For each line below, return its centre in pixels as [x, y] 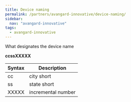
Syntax [16, 68]
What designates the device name [39, 46]
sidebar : [14, 19]
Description [52, 68]
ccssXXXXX [18, 56]
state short [42, 84]
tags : [11, 28]
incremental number [52, 92]
